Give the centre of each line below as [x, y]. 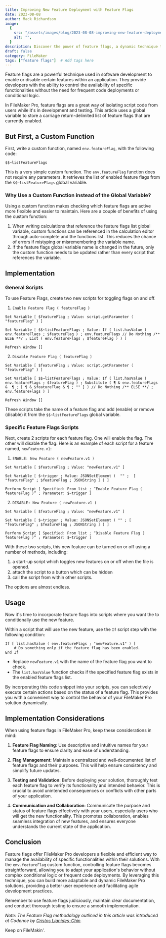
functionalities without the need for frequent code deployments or [72, 90]
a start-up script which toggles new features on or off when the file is [83, 562]
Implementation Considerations [55, 718]
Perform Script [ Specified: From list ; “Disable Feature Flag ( [75, 533]
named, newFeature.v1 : [28, 449]
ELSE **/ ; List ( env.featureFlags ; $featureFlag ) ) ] [66, 339]
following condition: [25, 635]
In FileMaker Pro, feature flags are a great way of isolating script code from [82, 105]
